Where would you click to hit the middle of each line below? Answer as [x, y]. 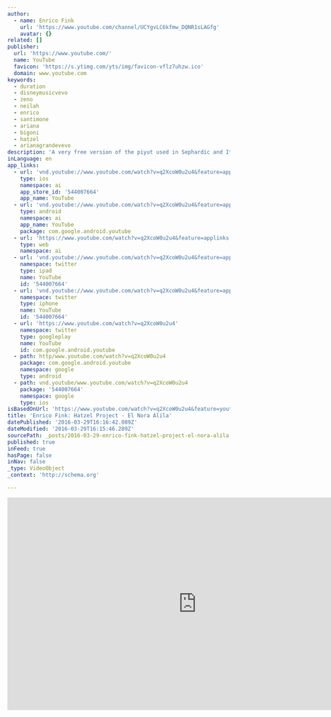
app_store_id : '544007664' [60, 192]
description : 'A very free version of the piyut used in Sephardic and [115, 152]
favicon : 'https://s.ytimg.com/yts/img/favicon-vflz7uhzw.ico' [109, 67]
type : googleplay [46, 337]
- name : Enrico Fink [44, 21]
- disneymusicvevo [41, 93]
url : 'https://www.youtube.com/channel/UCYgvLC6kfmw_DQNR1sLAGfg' [120, 27]
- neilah [27, 106]
